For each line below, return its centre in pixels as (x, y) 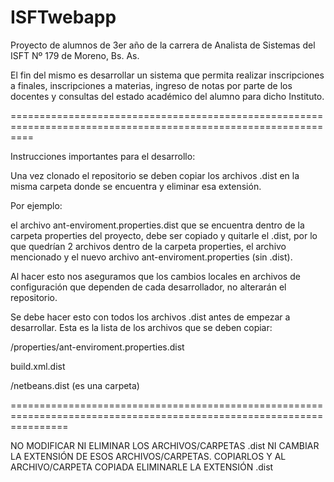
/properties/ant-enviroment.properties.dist (97, 347)
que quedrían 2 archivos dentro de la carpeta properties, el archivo (148, 246)
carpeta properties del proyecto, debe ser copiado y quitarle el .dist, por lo (164, 235)
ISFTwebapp (63, 17)
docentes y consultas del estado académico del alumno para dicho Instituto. (167, 96)
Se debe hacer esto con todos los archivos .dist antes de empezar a (150, 317)
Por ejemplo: (36, 205)
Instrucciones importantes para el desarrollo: (103, 156)
